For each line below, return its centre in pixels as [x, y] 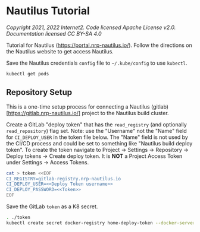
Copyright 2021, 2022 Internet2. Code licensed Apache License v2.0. [91, 27]
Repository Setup [39, 92]
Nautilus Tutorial [48, 11]
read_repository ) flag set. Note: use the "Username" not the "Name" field [96, 131]
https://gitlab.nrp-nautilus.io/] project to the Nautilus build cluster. [88, 113]
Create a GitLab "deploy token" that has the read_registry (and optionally [97, 124]
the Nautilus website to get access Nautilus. [60, 51]
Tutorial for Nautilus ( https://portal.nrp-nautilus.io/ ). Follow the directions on [99, 45]
